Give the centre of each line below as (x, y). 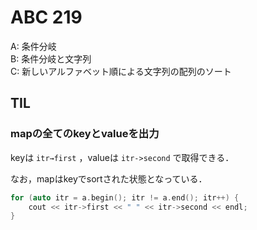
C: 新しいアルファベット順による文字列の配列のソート (121, 71)
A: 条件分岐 (33, 46)
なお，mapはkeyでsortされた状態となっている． (109, 178)
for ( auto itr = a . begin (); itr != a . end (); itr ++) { (125, 197)
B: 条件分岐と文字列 (51, 58)
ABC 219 (46, 17)
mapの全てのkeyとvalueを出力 (85, 134)
